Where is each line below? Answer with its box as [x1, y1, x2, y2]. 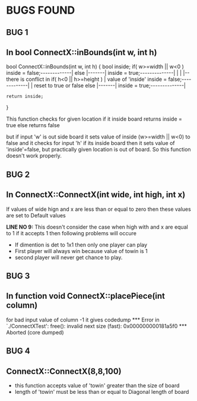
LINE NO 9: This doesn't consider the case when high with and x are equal [6, 223, 188, 231]
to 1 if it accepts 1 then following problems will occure [6, 229, 136, 236]
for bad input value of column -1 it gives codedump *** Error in [6, 316, 160, 323]
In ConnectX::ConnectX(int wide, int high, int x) [6, 190, 186, 200]
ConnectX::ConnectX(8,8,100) [6, 366, 122, 376]
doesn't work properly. [6, 152, 62, 159]
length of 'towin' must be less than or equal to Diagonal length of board [14, 389, 189, 395]
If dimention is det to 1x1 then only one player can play [14, 241, 147, 248]
